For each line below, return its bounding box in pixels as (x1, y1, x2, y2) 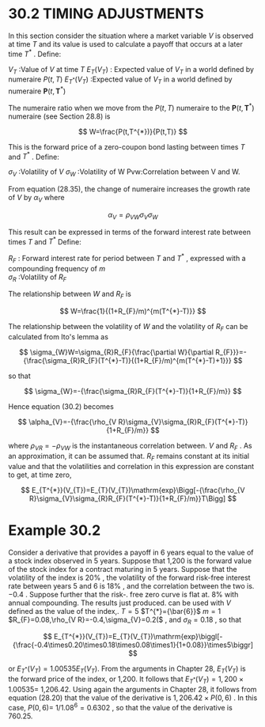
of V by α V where (8, 192, 65, 204)
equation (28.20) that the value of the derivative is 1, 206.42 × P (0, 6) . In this (8, 693, 258, 702)
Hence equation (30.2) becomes (8, 402, 115, 411)
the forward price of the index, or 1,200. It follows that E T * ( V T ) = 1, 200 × (8, 674, 244, 685)
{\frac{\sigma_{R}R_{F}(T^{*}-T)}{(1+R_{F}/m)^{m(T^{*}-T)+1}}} (23, 356, 232, 365)
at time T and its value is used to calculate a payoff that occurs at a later (8, 39, 243, 48)
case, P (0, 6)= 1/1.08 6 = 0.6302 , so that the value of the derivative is (8, 701, 233, 712)
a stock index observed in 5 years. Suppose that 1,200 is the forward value (8, 555, 252, 566)
